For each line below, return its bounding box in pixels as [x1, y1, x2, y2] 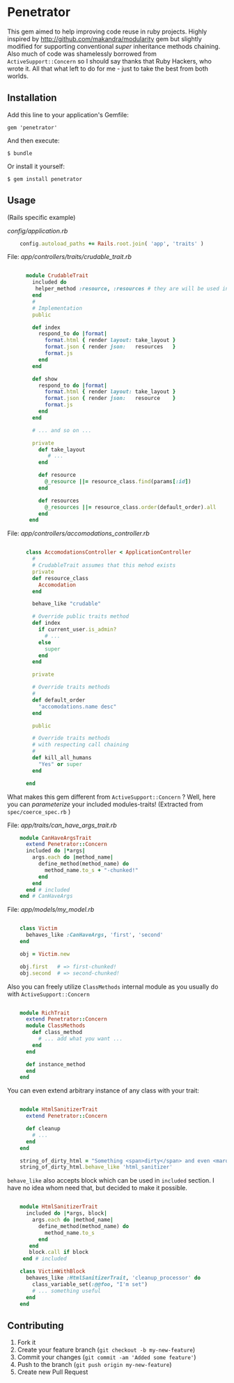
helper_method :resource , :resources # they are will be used [35, 286, 219, 293]
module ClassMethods [25, 1022, 86, 1030]
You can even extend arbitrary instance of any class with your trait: [7, 1086, 200, 1095]
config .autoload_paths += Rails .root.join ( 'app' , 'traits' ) [19, 240, 204, 247]
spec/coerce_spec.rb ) [7, 807, 71, 815]
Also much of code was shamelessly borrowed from [7, 50, 157, 58]
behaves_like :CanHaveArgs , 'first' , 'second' [25, 931, 164, 939]
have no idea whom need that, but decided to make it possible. [7, 1184, 188, 1192]
